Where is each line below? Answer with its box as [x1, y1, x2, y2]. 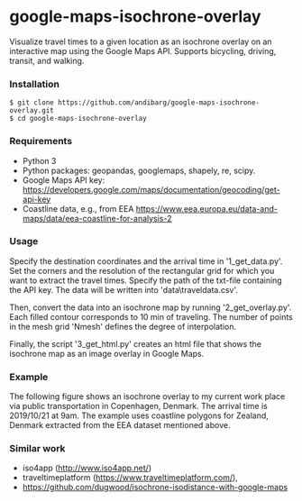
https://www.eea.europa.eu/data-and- [135, 203, 278, 214]
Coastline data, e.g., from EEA [22, 203, 134, 214]
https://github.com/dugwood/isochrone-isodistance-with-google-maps [22, 482, 288, 493]
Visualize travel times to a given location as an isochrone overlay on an [9, 36, 272, 47]
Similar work [9, 442, 66, 455]
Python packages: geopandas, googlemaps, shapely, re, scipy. [22, 165, 256, 176]
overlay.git [9, 106, 54, 115]
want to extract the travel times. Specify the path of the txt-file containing [9, 275, 282, 286]
